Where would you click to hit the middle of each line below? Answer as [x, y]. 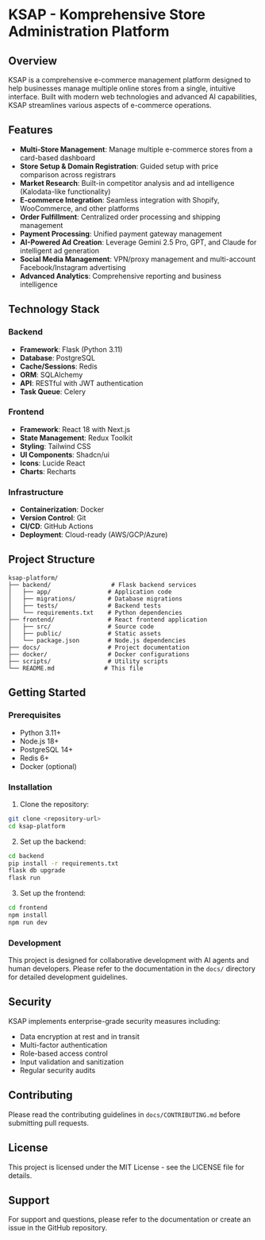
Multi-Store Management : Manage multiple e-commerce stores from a [136, 149]
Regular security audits [58, 1070]
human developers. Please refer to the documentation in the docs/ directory [132, 969]
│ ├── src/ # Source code [81, 626]
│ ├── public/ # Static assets [84, 633]
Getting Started [47, 693]
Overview [33, 61]
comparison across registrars [68, 174]
